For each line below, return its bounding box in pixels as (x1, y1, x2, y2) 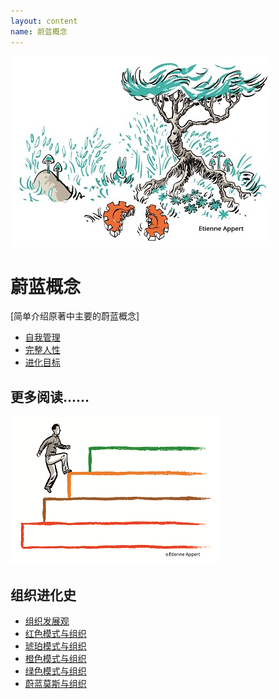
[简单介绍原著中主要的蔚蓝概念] (10, 310, 140, 322)
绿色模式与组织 (24, 665, 87, 677)
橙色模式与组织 (24, 653, 87, 665)
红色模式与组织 (24, 628, 87, 640)
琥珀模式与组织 (24, 640, 87, 652)
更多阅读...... (10, 388, 90, 405)
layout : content (10, 16, 78, 26)
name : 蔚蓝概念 (10, 26, 68, 37)
